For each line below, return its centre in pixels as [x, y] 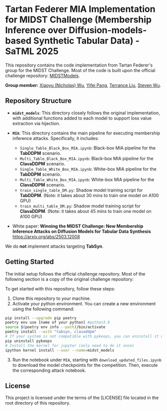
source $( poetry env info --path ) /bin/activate [55, 327]
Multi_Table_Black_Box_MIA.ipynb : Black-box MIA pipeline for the [86, 158]
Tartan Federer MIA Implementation [80, 9]
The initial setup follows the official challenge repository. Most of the [75, 274]
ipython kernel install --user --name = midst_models [60, 350]
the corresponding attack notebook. [49, 370]
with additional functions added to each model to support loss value [82, 118]
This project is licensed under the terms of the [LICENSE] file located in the [82, 398]
